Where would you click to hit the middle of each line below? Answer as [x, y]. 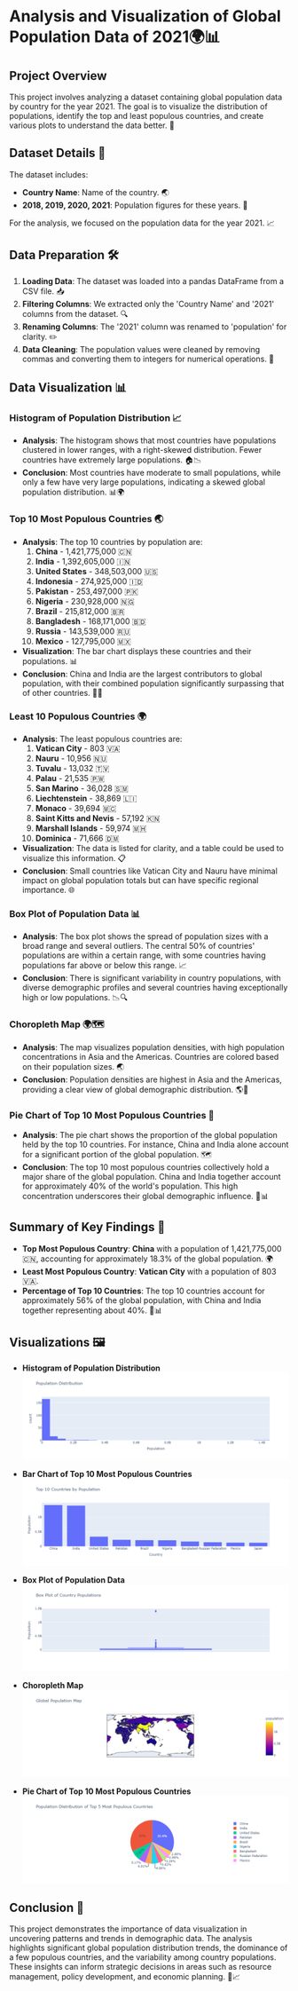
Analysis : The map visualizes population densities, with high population [153, 1047]
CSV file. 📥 [43, 291]
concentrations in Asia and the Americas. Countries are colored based [150, 1056]
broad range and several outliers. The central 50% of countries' [138, 946]
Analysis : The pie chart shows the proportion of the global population [149, 1134]
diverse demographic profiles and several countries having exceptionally [155, 988]
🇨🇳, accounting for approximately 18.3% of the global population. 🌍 [148, 1259]
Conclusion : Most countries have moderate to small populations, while [151, 473]
